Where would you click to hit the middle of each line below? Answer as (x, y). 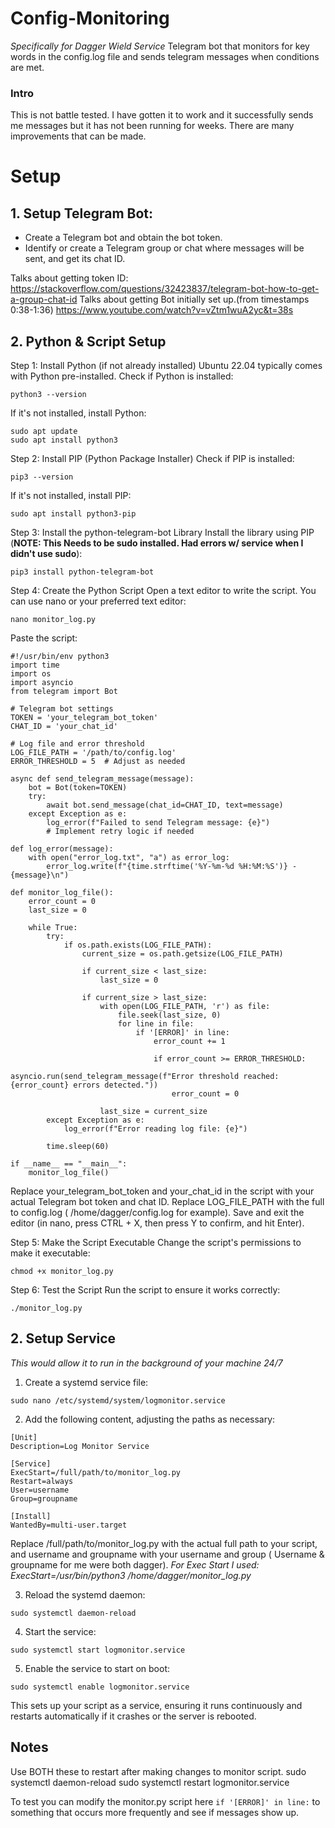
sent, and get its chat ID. (75, 259)
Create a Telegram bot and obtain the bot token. (123, 238)
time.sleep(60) (78, 1147)
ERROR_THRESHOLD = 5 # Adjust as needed (98, 762)
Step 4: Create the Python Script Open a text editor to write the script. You (163, 591)
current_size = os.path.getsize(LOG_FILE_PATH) (182, 954)
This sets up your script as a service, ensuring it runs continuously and (156, 1705)
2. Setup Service (63, 1338)
